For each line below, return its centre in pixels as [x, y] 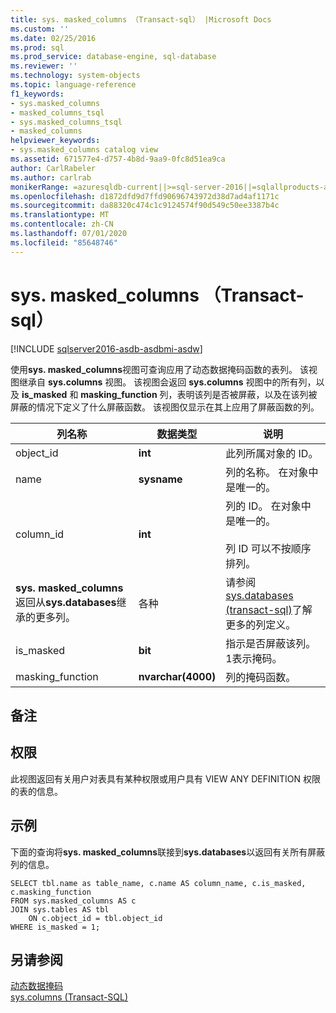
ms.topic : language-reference [73, 85]
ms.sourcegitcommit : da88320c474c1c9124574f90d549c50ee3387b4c [145, 206]
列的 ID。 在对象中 [268, 506]
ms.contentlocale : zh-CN [62, 224]
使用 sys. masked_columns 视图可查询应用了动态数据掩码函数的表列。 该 [159, 369]
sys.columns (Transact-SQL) [69, 997]
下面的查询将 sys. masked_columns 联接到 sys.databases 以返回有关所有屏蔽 [168, 852]
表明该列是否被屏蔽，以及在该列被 [247, 394]
